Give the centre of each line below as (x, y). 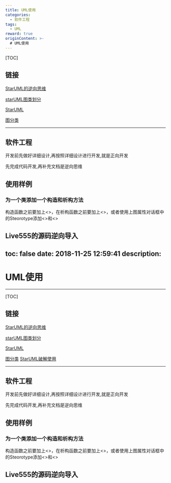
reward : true (19, 34)
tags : (11, 24)
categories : (18, 15)
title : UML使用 (21, 10)
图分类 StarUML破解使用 (31, 358)
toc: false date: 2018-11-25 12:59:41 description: (83, 253)
